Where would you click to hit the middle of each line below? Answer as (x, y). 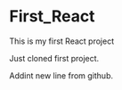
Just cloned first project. (54, 58)
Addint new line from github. (61, 75)
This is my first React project (61, 41)
